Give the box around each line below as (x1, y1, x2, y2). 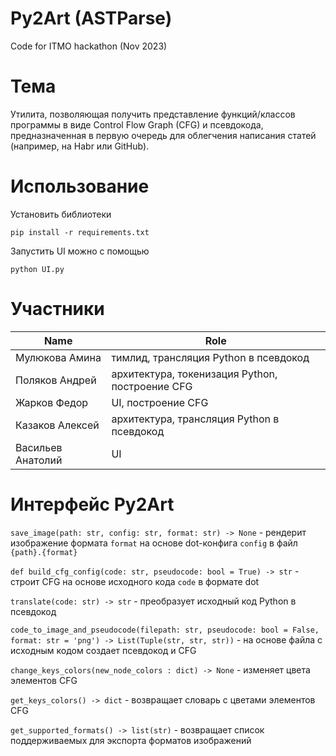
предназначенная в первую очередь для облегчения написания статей (10, 129, 317, 141)
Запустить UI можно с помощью (10, 245, 150, 257)
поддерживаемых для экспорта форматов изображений (10, 734, 252, 746)
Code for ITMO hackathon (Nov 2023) (10, 40, 168, 52)
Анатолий (15, 453, 63, 467)
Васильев (15, 440, 63, 454)
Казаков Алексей (15, 418, 100, 432)
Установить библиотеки (10, 208, 112, 220)
